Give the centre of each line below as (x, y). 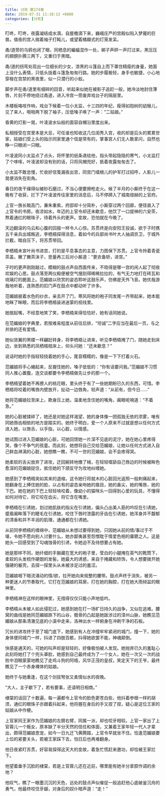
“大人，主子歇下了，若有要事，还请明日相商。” (51, 687)
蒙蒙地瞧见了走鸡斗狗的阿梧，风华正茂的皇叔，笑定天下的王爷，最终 (91, 660)
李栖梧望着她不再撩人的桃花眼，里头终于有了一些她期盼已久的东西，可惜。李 (82, 383)
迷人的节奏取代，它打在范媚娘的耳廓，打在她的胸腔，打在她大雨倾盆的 (84, 582)
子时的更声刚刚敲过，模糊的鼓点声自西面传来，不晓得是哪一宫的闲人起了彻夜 (82, 267)
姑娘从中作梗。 (20, 710)
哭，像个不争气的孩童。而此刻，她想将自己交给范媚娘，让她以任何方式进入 (80, 446)
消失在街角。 (27, 178)
